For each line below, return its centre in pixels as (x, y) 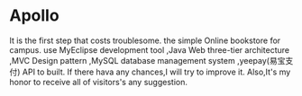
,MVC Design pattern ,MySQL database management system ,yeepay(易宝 (147, 60)
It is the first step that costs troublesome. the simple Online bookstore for (145, 40)
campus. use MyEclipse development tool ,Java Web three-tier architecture (150, 49)
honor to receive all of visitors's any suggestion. (98, 82)
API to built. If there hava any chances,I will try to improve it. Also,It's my (156, 72)
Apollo (35, 16)
